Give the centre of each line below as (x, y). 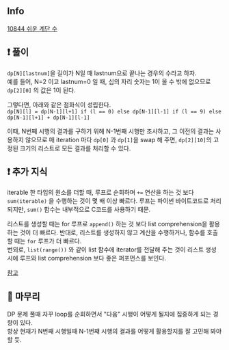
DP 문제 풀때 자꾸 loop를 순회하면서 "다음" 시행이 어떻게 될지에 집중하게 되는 (109, 314)
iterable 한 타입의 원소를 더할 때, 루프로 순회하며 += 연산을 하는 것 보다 (100, 192)
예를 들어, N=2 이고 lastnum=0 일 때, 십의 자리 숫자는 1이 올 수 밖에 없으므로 (109, 81)
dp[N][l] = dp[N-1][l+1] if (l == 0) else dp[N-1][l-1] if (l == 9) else (114, 111)
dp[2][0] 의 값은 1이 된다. (42, 90)
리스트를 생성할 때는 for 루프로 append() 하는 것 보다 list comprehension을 (107, 224)
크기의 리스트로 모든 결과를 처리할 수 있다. (75, 148)
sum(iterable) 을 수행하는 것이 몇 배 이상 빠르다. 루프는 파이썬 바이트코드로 (108, 201)
